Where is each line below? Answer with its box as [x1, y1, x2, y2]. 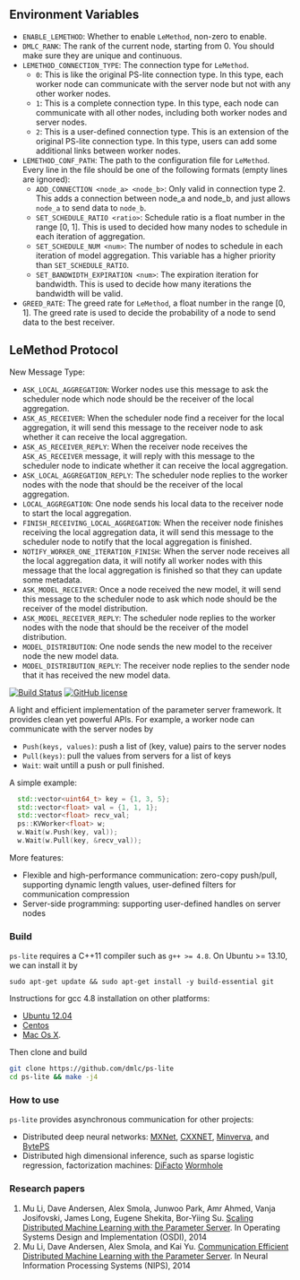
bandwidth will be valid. [35, 288, 124, 298]
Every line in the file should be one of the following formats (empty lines [21, 164, 288, 175]
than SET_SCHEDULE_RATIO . [35, 259, 130, 270]
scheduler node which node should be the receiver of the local [21, 394, 254, 404]
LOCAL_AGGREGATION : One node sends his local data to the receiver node [21, 497, 284, 509]
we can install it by [9, 960, 78, 971]
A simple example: [9, 777, 78, 788]
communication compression [21, 888, 130, 899]
